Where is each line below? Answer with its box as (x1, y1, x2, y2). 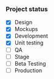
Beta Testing (14, 60, 46, 67)
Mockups (14, 26, 38, 33)
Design (14, 19, 33, 26)
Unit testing (14, 39, 44, 47)
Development (14, 32, 49, 39)
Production (14, 66, 42, 74)
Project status (5, 5, 48, 13)
